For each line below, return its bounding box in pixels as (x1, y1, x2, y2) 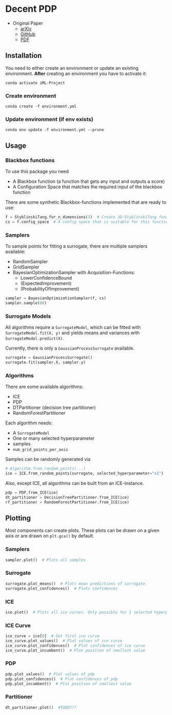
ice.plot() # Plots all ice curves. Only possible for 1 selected (5, 609, 153, 615)
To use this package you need (5, 168, 69, 175)
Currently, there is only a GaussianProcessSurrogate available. (5, 345, 135, 352)
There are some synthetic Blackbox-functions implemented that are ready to (5, 199, 166, 205)
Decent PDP (5, 3, 57, 15)
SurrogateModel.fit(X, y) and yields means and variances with (5, 330, 140, 336)
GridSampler (12, 264, 40, 270)
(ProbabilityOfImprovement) (20, 286, 79, 292)
